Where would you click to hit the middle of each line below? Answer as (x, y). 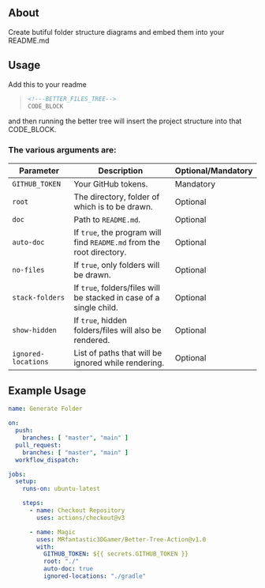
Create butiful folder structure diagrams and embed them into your (116, 32)
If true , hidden (101, 320)
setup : (26, 481)
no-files (28, 269)
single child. (96, 307)
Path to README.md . (107, 219)
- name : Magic (52, 532)
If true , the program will (118, 232)
